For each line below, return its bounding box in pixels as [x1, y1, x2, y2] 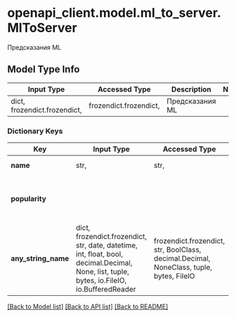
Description [171, 84, 212, 94]
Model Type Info [7, 63, 80, 75]
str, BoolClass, [153, 245, 202, 254]
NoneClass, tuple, [153, 262, 213, 272]
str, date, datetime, [76, 240, 138, 250]
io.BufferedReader [76, 285, 136, 295]
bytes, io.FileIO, [76, 276, 127, 285]
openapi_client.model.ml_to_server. [7, 5, 221, 21]
